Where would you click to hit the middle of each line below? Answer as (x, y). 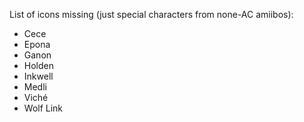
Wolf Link (43, 108)
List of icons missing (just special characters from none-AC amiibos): (151, 14)
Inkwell (38, 76)
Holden (38, 65)
